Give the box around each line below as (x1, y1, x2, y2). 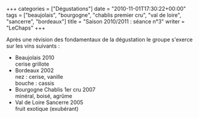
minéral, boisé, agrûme (14, 93, 72, 99)
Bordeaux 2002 (14, 67, 54, 74)
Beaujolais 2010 (14, 54, 55, 61)
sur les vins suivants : (6, 42, 60, 49)
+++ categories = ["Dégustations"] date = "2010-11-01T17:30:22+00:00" (6, 5, 186, 12)
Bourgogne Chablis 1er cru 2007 (14, 86, 96, 93)
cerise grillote (14, 60, 49, 67)
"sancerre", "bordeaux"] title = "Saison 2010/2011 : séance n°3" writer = (6, 18, 185, 25)
